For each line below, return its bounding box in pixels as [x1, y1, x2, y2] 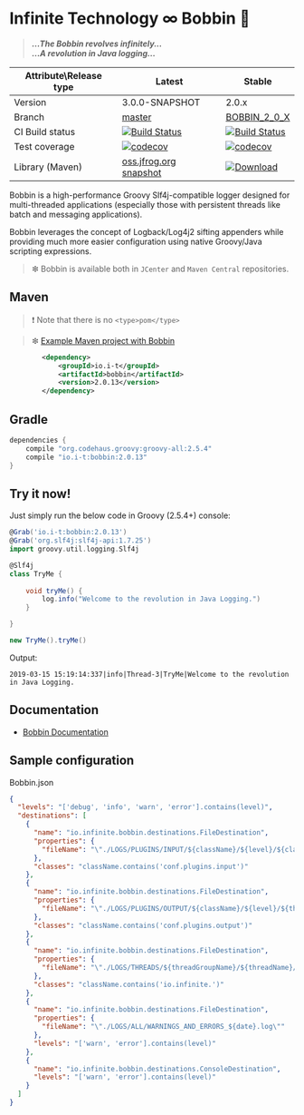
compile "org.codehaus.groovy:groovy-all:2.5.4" [25, 444, 213, 453]
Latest [155, 74, 184, 87]
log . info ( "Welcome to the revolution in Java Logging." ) [42, 594, 261, 604]
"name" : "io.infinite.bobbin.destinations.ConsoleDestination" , [33, 1064, 281, 1073]
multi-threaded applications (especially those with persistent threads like [9, 199, 280, 210]
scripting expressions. [9, 245, 92, 257]
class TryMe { [9, 569, 63, 579]
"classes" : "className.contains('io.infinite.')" [33, 980, 224, 989]
